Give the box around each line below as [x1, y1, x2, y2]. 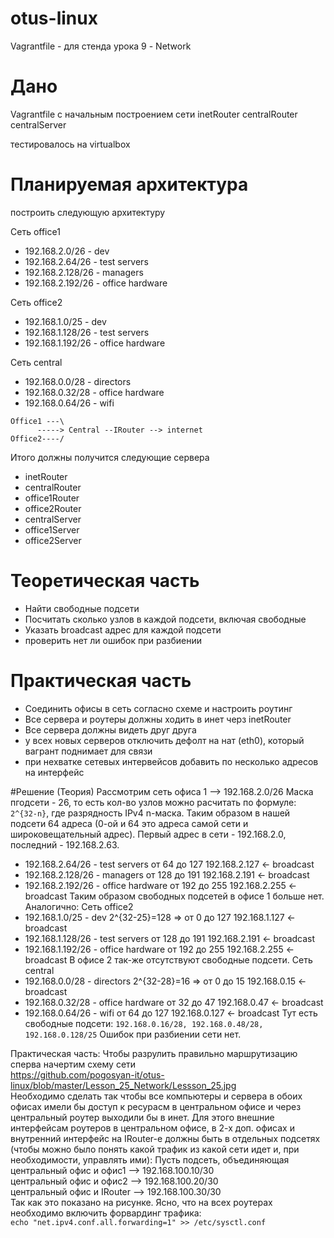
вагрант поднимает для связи [24, 745, 153, 757]
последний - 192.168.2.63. [10, 838, 120, 851]
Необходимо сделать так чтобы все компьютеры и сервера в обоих [10, 1090, 303, 1102]
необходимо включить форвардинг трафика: [10, 1207, 202, 1219]
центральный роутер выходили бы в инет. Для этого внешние [10, 1111, 275, 1123]
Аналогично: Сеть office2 [24, 900, 134, 912]
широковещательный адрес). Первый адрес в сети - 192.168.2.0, [10, 828, 287, 840]
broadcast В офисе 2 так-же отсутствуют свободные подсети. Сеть [24, 953, 313, 966]
